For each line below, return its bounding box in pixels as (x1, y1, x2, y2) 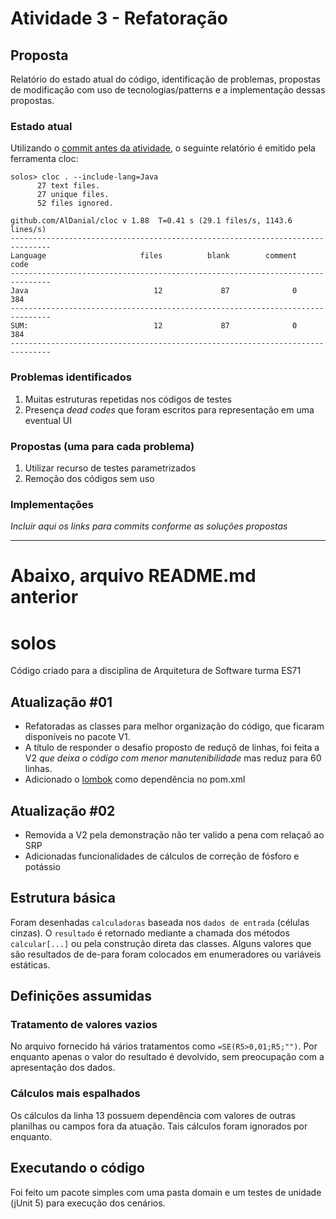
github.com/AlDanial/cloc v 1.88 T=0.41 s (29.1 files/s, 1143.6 (10, 216, 293, 226)
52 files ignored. (36, 198, 114, 209)
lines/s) (10, 225, 47, 235)
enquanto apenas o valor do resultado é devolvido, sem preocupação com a (10, 1051, 325, 1063)
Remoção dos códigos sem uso (24, 472, 155, 484)
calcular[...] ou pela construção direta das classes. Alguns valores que (10, 937, 312, 949)
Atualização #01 (10, 693, 113, 711)
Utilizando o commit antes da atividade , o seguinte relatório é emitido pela (10, 142, 316, 154)
